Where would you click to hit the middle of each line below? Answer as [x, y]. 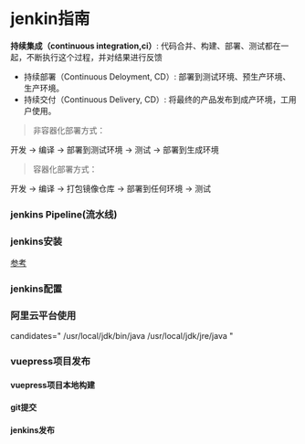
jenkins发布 [33, 430]
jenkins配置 [37, 289]
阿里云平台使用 [43, 316]
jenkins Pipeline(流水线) [64, 214]
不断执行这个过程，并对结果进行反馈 [94, 57]
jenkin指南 [50, 19]
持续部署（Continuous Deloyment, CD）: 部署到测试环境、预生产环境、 [157, 76]
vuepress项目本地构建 [53, 385]
